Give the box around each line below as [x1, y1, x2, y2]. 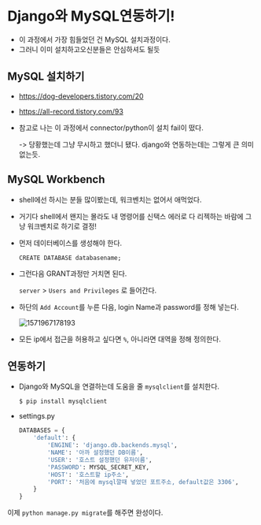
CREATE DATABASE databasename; [18, 254, 122, 262]
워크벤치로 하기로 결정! [27, 222, 97, 231]
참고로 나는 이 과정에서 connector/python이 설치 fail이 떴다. [18, 123, 204, 132]
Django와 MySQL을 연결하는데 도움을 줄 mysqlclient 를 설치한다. [18, 382, 220, 391]
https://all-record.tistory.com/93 [18, 106, 123, 116]
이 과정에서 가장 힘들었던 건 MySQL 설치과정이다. [18, 35, 171, 44]
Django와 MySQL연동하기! [7, 7, 175, 25]
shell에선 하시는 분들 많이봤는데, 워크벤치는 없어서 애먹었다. [18, 195, 202, 204]
